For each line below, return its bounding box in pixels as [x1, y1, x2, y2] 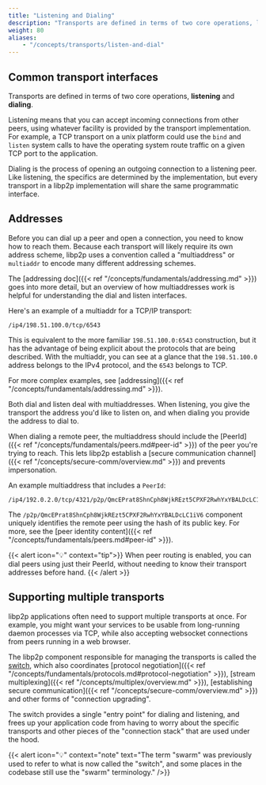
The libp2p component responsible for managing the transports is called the [8, 652, 257, 662]
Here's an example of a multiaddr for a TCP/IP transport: [8, 305, 192, 315]
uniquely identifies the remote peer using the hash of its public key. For [8, 518, 240, 527]
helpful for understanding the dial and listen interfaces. [8, 290, 188, 300]
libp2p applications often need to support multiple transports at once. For [8, 611, 248, 621]
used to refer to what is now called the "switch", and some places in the [8, 759, 242, 768]
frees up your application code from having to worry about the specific [8, 718, 240, 727]
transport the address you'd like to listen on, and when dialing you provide [8, 408, 250, 417]
